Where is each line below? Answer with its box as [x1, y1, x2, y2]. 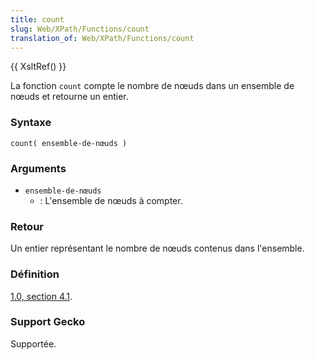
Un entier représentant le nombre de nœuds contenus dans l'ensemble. [10, 242, 305, 255]
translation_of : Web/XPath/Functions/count [10, 33, 195, 43]
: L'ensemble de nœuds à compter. [39, 194, 183, 206]
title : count [10, 14, 65, 25]
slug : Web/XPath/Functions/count [10, 24, 150, 34]
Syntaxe [10, 116, 52, 130]
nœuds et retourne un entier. [10, 91, 129, 103]
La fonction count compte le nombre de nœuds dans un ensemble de [10, 80, 295, 92]
